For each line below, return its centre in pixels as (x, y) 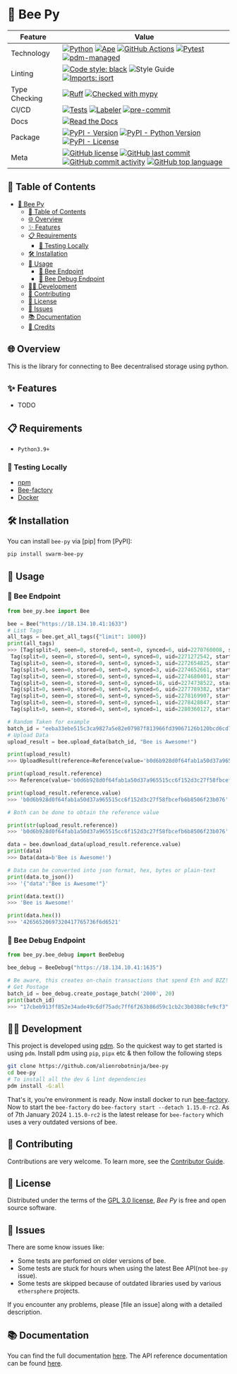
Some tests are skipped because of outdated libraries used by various (119, 1284)
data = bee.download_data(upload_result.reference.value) (94, 845)
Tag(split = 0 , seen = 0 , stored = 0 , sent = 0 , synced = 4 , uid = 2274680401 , (111, 676)
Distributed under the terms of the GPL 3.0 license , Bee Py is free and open (117, 1200)
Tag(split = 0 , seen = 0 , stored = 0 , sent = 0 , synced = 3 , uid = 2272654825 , (111, 663)
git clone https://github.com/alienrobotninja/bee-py (88, 1067)
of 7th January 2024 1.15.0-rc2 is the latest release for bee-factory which (116, 1114)
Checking (27, 98)
